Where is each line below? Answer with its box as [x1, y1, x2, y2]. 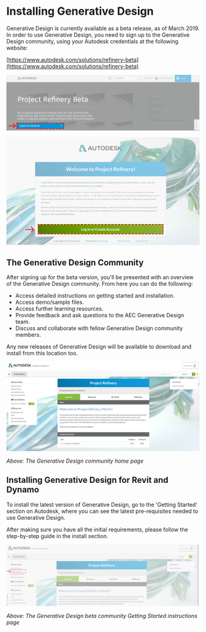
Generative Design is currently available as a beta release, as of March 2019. [6, 25, 200, 32]
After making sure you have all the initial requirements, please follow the [6, 526, 188, 533]
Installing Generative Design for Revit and [6, 475, 169, 485]
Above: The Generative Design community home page [6, 457, 144, 464]
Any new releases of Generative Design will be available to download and [6, 343, 192, 350]
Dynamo [6, 485, 40, 495]
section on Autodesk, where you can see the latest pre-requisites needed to [6, 507, 199, 515]
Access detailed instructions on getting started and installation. [15, 292, 175, 299]
